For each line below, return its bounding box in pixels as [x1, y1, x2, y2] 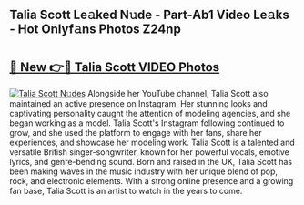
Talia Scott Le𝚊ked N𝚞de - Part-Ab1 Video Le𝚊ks [9, 7, 289, 23]
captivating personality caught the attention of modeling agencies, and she [9, 108, 291, 118]
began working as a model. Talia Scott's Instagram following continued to [9, 118, 285, 128]
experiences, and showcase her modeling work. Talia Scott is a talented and [9, 137, 296, 148]
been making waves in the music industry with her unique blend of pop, [9, 166, 279, 177]
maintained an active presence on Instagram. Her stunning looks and [9, 98, 269, 108]
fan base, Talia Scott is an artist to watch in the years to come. [9, 186, 243, 196]
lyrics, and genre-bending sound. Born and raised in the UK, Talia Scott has [9, 157, 293, 167]
